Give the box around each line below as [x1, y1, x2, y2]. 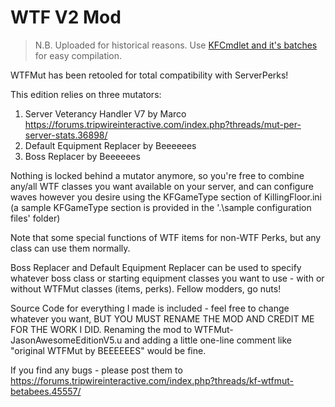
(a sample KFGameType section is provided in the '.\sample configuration [10, 201, 312, 213]
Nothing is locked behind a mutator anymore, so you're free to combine [10, 169, 305, 181]
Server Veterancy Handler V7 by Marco [24, 107, 187, 120]
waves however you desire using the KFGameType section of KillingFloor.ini [10, 191, 322, 203]
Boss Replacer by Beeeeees [24, 150, 141, 162]
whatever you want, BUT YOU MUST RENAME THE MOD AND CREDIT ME [10, 312, 315, 325]
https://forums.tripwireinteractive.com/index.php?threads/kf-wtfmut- [10, 374, 295, 386]
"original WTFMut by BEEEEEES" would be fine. [10, 344, 207, 356]
